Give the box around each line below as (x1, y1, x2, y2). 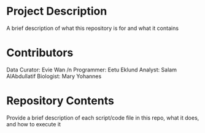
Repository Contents (6, 94, 115, 108)
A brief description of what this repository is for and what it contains (6, 24, 179, 32)
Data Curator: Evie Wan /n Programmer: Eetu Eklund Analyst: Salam (6, 66, 177, 73)
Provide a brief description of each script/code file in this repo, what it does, (6, 114, 199, 121)
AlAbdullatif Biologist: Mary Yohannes (6, 72, 102, 80)
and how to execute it (6, 120, 61, 128)
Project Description (6, 4, 107, 18)
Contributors (6, 46, 74, 60)
